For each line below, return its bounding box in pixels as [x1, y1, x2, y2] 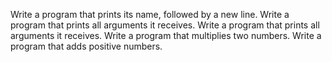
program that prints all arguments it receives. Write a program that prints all [10, 19, 320, 31]
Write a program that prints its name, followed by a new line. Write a [10, 9, 290, 20]
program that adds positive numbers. [10, 40, 163, 52]
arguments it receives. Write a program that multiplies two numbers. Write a [10, 30, 322, 41]
